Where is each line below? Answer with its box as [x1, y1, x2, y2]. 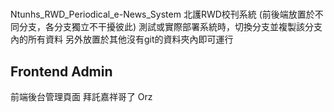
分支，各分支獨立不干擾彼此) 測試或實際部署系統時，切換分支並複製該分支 [18, 21, 323, 33]
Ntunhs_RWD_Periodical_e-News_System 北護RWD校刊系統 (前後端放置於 [10, 8, 315, 21]
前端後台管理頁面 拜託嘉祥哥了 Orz [10, 91, 153, 102]
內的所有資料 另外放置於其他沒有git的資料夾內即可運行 [10, 33, 234, 46]
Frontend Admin [10, 63, 113, 80]
